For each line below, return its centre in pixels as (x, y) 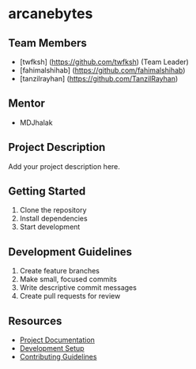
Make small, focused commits (68, 279)
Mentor (27, 104)
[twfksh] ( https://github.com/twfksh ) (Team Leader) (104, 62)
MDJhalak (36, 122)
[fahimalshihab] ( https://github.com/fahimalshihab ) (102, 70)
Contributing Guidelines (58, 357)
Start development (50, 227)
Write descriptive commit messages (78, 288)
